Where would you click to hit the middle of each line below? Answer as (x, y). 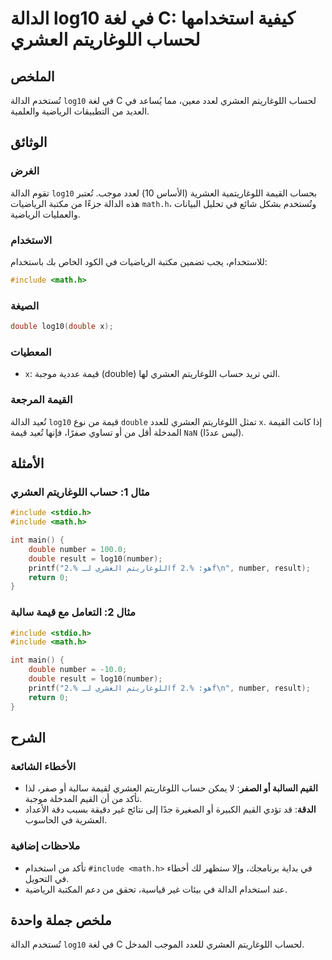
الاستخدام (31, 240)
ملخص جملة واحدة (61, 920)
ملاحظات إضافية (45, 846)
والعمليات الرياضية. (45, 214)
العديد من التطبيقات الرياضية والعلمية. (80, 111)
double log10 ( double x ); (62, 327)
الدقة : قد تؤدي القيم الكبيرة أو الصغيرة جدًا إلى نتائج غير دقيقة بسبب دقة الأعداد (170, 809)
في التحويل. (47, 878)
